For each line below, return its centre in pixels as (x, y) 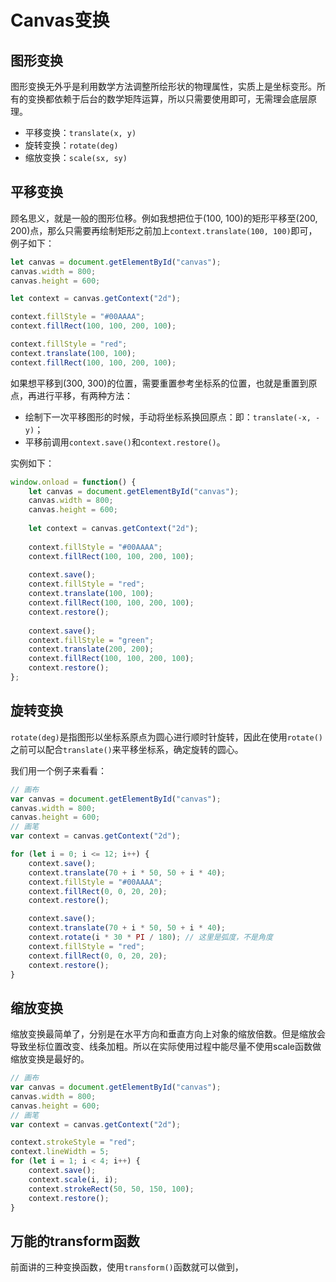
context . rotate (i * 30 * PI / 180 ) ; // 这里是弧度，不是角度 (150, 937)
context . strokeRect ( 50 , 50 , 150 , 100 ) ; (111, 1189)
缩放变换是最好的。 (50, 1059)
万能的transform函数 (75, 1241)
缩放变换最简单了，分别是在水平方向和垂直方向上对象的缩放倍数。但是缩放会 (168, 1034)
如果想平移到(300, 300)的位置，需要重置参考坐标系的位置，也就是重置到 (159, 383)
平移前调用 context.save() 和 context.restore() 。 (125, 442)
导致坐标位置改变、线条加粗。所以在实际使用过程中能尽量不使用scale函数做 (166, 1047)
